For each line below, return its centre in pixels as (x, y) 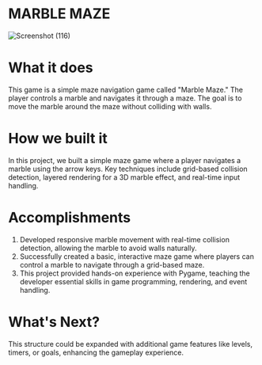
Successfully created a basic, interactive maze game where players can (137, 256)
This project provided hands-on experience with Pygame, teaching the (135, 273)
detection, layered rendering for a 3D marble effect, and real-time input (124, 177)
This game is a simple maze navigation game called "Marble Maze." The (126, 89)
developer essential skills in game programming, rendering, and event (133, 281)
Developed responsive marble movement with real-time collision (124, 239)
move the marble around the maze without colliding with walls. (110, 106)
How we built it (58, 139)
